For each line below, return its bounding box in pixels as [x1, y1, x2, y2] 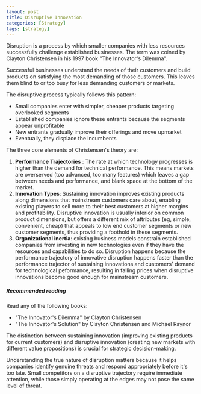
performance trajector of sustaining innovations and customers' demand [14, 260, 196, 268]
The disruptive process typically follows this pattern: [6, 91, 137, 98]
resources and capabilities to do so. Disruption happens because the [14, 248, 186, 255]
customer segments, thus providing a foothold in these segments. [14, 228, 179, 236]
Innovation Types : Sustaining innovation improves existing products [14, 190, 185, 198]
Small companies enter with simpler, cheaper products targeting [14, 103, 175, 110]
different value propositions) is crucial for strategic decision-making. [6, 345, 176, 352]
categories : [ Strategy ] [6, 20, 66, 26]
